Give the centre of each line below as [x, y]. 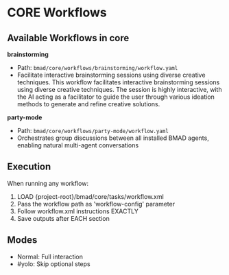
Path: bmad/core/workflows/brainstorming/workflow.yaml [97, 68]
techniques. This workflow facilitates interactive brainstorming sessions [118, 82]
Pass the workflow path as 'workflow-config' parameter [96, 204]
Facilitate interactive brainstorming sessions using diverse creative [111, 75]
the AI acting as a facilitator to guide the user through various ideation [116, 97]
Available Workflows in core [68, 38]
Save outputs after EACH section [63, 218]
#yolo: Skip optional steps [53, 264]
